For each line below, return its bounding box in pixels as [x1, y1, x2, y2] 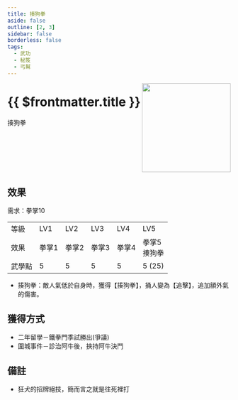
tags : [7, 43, 23, 50]
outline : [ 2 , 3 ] [7, 23, 55, 31]
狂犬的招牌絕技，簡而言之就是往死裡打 [17, 385, 130, 394]
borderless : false [7, 37, 62, 44]
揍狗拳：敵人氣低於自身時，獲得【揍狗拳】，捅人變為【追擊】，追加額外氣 [17, 281, 229, 290]
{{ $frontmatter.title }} [7, 94, 141, 110]
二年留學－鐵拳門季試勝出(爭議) [17, 333, 110, 342]
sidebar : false [7, 30, 52, 38]
